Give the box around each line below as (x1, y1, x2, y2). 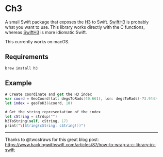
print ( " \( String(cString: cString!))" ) (5, 123, 86, 128)
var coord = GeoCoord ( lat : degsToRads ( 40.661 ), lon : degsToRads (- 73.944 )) (5, 96, 160, 101)
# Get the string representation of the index (5, 110, 101, 115)
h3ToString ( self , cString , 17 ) (5, 119, 68, 123)
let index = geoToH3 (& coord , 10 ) (5, 101, 73, 106)
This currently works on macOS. (5, 38, 69, 44)
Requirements (5, 53, 49, 61)
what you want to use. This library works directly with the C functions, (5, 24, 145, 30)
